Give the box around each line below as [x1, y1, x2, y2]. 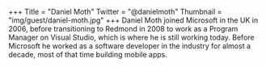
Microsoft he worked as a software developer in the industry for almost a [8, 41, 251, 51]
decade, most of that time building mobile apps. [8, 50, 168, 59]
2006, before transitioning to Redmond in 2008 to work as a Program [8, 24, 239, 33]
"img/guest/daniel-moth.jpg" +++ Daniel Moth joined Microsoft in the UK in [8, 15, 259, 25]
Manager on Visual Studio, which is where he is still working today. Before [8, 32, 255, 42]
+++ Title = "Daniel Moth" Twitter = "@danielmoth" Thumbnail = [8, 7, 222, 16]
